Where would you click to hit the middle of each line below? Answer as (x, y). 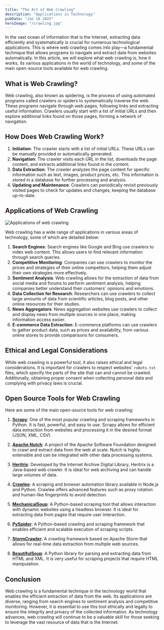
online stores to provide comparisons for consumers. (66, 335)
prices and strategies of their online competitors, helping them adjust (82, 268)
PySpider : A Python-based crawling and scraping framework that (78, 524)
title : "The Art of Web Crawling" (40, 10)
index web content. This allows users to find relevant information (77, 252)
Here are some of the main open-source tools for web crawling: (69, 410)
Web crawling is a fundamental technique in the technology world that (76, 591)
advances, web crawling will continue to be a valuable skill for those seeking (82, 617)
